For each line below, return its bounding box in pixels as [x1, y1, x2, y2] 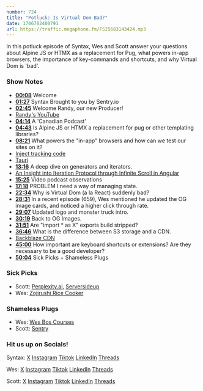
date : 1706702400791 [6, 20, 59, 26]
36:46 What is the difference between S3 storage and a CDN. [15, 227, 171, 235]
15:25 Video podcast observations [15, 175, 102, 183]
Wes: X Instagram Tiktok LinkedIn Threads [6, 366, 113, 373]
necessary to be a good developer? [15, 247, 105, 254]
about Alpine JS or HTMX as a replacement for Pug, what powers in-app [6, 49, 189, 57]
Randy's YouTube [15, 111, 60, 118]
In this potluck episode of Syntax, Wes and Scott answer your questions [6, 43, 188, 50]
